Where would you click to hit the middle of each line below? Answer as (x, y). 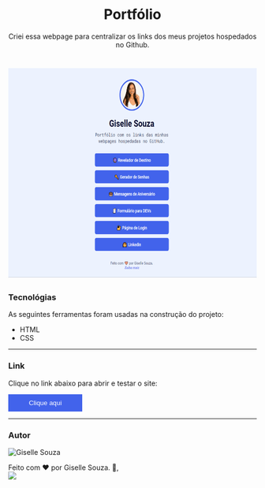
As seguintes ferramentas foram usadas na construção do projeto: (116, 315)
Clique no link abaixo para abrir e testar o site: (83, 383)
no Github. (132, 44)
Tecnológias (32, 297)
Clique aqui (45, 402)
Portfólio (132, 15)
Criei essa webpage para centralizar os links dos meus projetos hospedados (132, 36)
